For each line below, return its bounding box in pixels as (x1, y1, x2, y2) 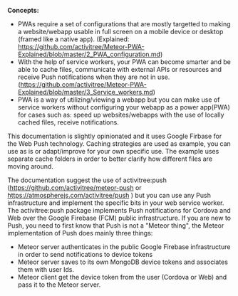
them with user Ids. (17, 265, 75, 273)
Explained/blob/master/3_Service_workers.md (17, 88, 153, 96)
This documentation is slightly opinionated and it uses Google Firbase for (7, 132, 222, 140)
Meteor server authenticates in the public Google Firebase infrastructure (17, 243, 231, 251)
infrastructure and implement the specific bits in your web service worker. (7, 199, 224, 207)
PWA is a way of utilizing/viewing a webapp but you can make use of (17, 95, 220, 104)
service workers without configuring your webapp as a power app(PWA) (17, 103, 230, 111)
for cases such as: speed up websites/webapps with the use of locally (17, 110, 224, 119)
